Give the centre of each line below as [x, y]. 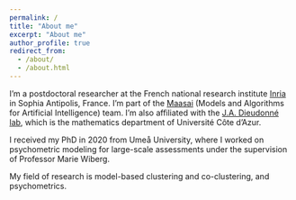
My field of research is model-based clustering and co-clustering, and [139, 176]
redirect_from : [38, 51]
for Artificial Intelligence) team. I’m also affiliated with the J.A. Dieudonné [144, 113]
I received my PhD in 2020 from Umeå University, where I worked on [137, 140]
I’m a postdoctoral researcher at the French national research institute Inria [148, 93]
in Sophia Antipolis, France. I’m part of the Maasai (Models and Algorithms [147, 103]
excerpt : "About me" [48, 34]
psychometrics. [38, 186]
